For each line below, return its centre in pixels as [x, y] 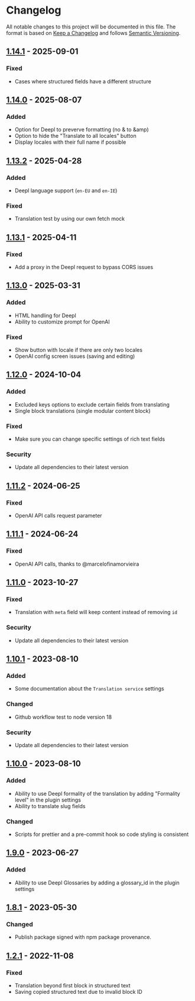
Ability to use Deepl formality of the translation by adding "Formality [97, 793]
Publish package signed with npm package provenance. [83, 937]
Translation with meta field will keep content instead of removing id [96, 612]
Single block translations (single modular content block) [82, 411]
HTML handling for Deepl [45, 315]
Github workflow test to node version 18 [63, 717]
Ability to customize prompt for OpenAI [62, 322]
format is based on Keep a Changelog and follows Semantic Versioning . [93, 33]
